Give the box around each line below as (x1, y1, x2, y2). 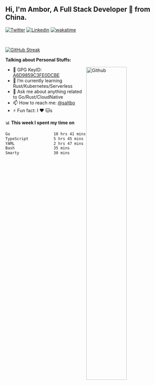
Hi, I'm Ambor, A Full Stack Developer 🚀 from (5, 5, 150, 14)
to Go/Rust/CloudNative (12, 93, 63, 100)
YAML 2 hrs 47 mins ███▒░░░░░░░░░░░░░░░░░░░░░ (5, 141, 148, 146)
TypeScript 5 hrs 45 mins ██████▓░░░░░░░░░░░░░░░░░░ (5, 136, 148, 141)
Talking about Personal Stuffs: (5, 56, 71, 63)
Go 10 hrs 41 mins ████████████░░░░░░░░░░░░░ (5, 131, 148, 137)
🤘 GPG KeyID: (12, 66, 42, 72)
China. (5, 13, 27, 22)
